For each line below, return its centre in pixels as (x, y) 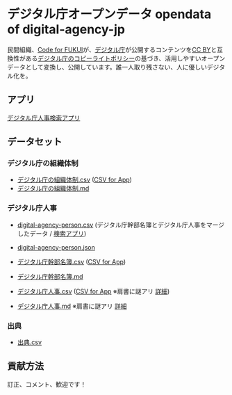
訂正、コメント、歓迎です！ (47, 384)
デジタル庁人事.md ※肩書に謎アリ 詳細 (72, 306)
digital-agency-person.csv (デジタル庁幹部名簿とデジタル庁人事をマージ (121, 225)
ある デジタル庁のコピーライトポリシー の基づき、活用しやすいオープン (125, 58)
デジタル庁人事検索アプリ (44, 118)
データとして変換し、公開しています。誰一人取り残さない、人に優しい (107, 67)
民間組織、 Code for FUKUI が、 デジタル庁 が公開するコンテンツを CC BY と (112, 49)
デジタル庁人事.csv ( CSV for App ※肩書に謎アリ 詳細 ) (93, 291)
